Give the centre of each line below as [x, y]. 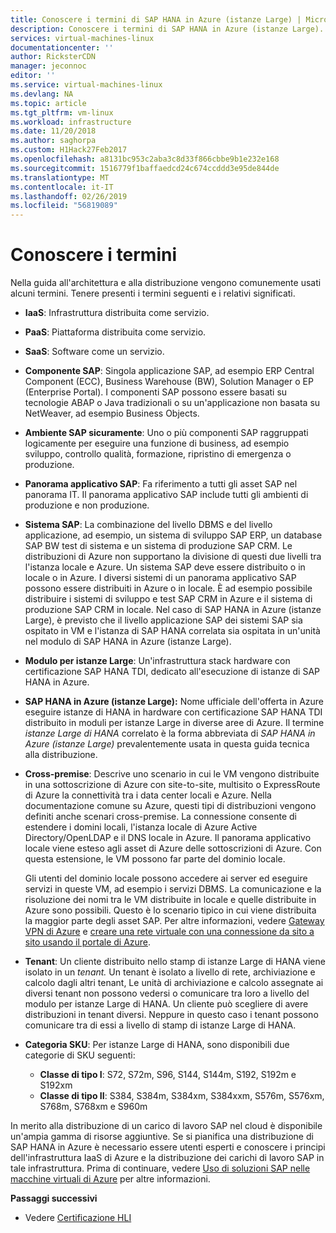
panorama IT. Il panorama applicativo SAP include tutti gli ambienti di [166, 495]
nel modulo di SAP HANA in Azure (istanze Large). [128, 642]
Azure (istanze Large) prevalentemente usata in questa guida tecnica [167, 744]
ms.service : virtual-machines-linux [86, 85]
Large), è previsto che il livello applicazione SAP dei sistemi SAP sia [163, 620]
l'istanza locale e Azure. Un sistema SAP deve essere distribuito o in [165, 567]
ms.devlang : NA [42, 94]
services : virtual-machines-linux [82, 38]
